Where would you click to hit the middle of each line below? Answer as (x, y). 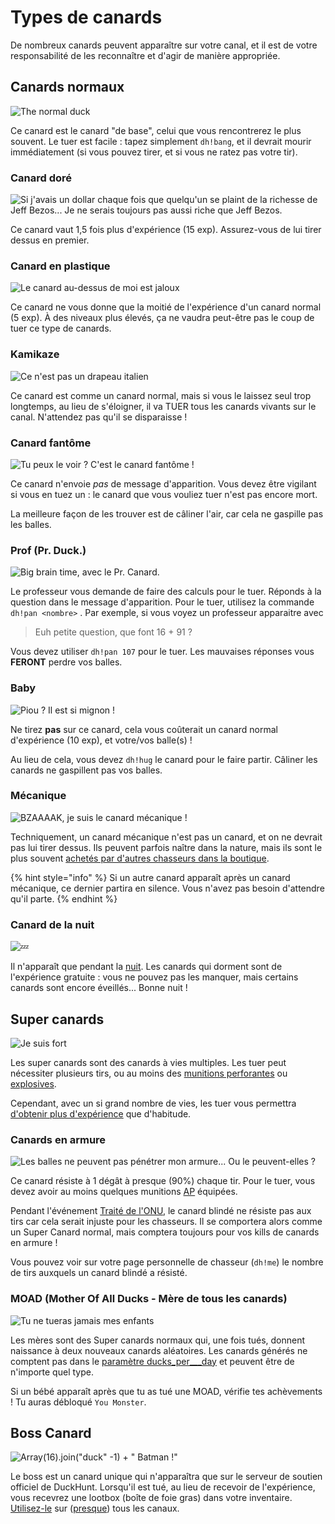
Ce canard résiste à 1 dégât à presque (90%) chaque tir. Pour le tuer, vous (163, 1181)
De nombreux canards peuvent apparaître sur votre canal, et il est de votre (164, 45)
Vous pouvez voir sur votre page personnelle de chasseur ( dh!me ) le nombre (167, 1262)
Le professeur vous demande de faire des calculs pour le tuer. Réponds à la (166, 592)
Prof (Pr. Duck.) (48, 550)
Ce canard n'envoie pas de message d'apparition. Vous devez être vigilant (163, 483)
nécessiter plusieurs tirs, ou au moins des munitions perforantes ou (149, 1073)
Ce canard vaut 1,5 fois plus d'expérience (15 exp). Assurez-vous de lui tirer (166, 230)
